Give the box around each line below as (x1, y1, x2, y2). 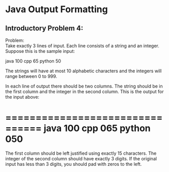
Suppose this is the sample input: (5, 48, 75, 54)
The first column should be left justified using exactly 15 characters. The (5, 150, 157, 156)
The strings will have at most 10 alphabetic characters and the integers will (5, 68, 162, 74)
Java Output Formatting (5, 4, 108, 15)
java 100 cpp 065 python (43, 123, 151, 134)
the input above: (5, 94, 40, 100)
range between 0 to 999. (5, 73, 58, 79)
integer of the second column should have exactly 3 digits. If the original (5, 155, 157, 161)
